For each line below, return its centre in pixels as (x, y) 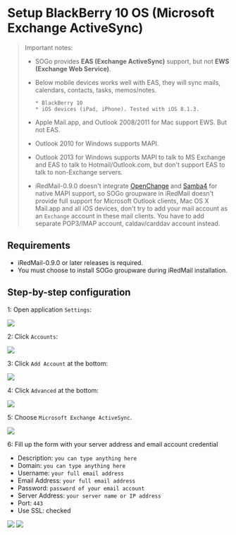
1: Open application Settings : (49, 310)
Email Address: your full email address (76, 480)
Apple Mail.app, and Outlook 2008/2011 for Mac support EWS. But (131, 122)
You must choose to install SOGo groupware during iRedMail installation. (122, 270)
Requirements (39, 246)
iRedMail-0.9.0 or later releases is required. (80, 262)
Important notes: (49, 47)
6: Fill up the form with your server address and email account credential (113, 444)
